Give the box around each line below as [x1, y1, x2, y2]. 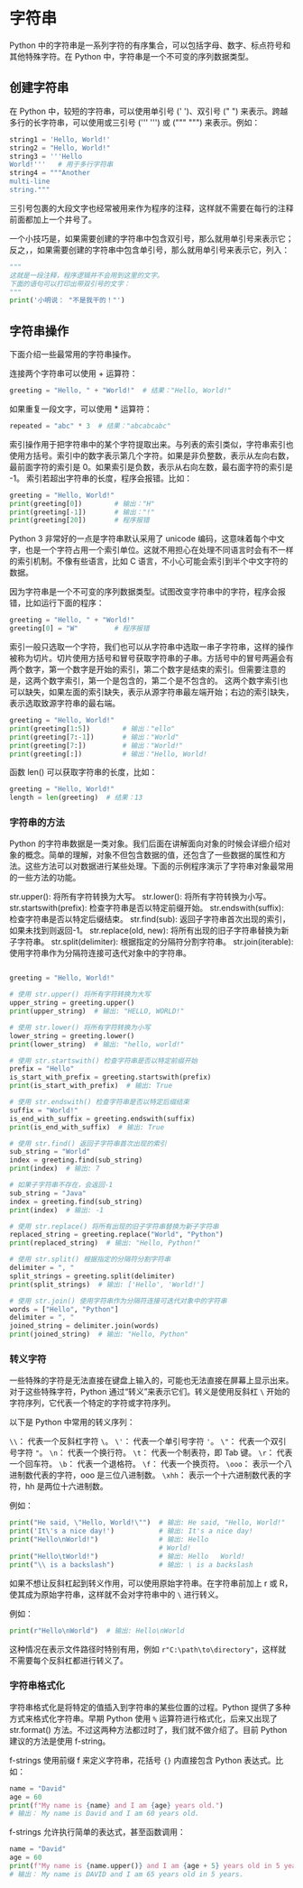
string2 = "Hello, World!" [9, 143, 111, 152]
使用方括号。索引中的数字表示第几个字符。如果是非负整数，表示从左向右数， [9, 450, 294, 461]
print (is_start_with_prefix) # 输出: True [9, 1082, 173, 1091]
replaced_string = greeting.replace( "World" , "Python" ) [9, 1230, 224, 1239]
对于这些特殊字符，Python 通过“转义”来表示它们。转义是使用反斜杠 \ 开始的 [9, 1386, 290, 1397]
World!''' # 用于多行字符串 [9, 160, 114, 170]
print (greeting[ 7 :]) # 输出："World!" [9, 741, 183, 750]
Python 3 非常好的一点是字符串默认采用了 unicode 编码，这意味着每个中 [9, 533, 278, 544]
